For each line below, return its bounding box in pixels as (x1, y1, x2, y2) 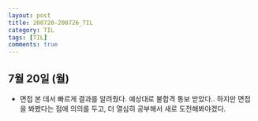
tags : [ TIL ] (8, 33, 47, 42)
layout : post (8, 11, 51, 20)
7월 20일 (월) (8, 71, 69, 85)
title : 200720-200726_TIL (8, 19, 93, 27)
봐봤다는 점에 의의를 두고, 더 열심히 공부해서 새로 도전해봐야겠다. (28, 104, 226, 113)
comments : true (8, 41, 58, 49)
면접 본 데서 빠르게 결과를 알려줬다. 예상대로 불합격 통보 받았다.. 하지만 (19, 93, 237, 103)
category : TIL (8, 26, 55, 34)
